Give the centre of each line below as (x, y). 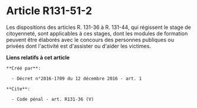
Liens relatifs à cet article (38, 57)
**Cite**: (18, 89)
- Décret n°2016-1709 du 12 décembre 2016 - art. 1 (77, 78)
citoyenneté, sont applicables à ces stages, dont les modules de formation (97, 33)
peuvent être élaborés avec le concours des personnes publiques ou (90, 40)
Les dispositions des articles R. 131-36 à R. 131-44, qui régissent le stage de (99, 27)
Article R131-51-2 (49, 11)
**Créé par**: (24, 68)
